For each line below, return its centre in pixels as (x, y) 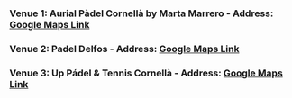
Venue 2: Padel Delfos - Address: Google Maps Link (124, 49)
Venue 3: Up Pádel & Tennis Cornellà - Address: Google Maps (146, 73)
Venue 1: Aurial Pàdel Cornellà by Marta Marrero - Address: (141, 13)
